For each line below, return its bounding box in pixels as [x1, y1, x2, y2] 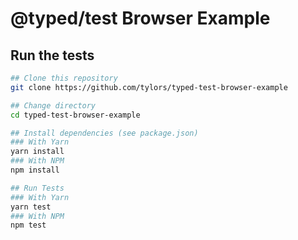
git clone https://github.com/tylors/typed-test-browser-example [10, 82, 288, 92]
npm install [10, 165, 60, 175]
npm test [10, 220, 47, 231]
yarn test [10, 202, 52, 212]
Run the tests [10, 47, 95, 64]
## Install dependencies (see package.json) [10, 128, 199, 138]
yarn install [10, 147, 65, 157]
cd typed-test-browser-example [10, 110, 141, 120]
